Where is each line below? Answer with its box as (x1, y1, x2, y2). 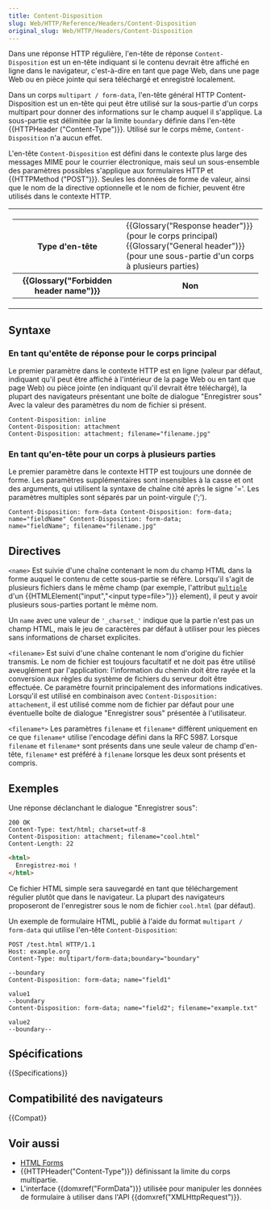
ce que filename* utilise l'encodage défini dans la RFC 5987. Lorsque (8, 732, 238, 742)
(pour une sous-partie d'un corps (126, 251, 254, 262)
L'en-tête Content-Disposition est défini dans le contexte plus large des (8, 148, 248, 158)
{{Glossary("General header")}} (126, 240, 245, 252)
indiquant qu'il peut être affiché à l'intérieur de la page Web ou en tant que (8, 374, 256, 384)
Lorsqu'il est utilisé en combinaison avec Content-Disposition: (8, 691, 218, 701)
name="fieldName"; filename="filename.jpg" (8, 522, 157, 531)
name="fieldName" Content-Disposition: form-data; (8, 515, 182, 524)
